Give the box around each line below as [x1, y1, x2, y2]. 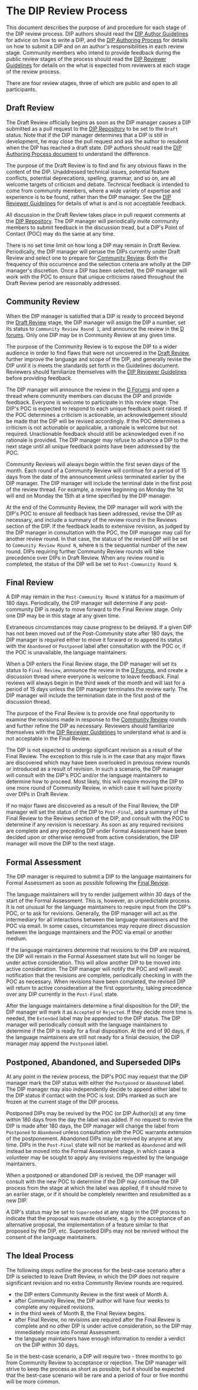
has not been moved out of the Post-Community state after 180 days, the [6, 630, 184, 637]
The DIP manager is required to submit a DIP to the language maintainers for [6, 873, 192, 880]
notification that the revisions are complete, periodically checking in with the [6, 972, 192, 979]
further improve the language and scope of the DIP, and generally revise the [6, 355, 191, 363]
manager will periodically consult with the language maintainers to [6, 1021, 167, 1028]
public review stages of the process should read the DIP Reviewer [6, 55, 167, 62]
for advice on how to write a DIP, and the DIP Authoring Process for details [6, 36, 188, 43]
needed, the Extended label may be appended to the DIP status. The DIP [6, 1015, 181, 1022]
